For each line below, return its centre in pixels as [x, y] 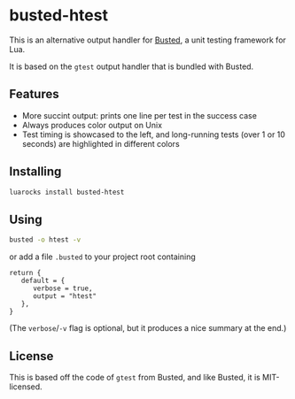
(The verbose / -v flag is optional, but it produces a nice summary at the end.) [148, 328]
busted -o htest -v [45, 240]
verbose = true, [62, 288]
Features [34, 94]
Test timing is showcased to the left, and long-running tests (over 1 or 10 [154, 134]
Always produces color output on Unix [92, 125]
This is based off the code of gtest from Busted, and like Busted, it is [135, 377]
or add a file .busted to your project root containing [103, 257]
